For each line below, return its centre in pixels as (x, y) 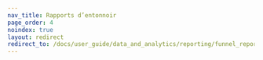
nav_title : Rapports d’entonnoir (62, 15)
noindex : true (31, 30)
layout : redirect (36, 37)
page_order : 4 (31, 23)
